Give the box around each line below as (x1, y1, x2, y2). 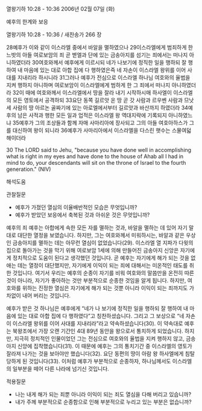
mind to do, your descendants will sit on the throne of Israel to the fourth (6, 159, 186, 166)
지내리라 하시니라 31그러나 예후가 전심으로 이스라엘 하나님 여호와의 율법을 (17, 74, 191, 81)
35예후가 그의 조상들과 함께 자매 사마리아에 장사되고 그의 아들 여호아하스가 (12, 119, 188, 126)
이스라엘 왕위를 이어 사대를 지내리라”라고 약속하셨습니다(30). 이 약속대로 (12, 320, 183, 327)
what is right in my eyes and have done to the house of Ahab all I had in (6, 153, 184, 160)
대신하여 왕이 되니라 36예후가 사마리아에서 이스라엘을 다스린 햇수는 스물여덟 (12, 127, 192, 134)
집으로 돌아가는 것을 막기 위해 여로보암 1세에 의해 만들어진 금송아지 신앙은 (6, 247, 179, 253)
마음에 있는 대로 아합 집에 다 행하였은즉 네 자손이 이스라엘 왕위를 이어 (24, 66, 186, 74)
